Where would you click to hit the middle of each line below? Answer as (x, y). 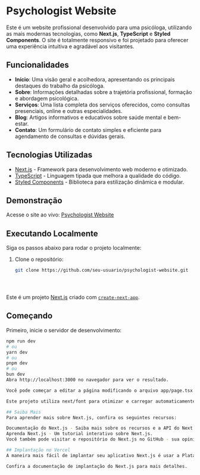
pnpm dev (17, 363)
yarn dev (17, 352)
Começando (29, 316)
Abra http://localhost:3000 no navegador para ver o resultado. (87, 380)
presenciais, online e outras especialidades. (68, 111)
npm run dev (21, 341)
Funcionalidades (38, 65)
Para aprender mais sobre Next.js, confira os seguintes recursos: (92, 417)
